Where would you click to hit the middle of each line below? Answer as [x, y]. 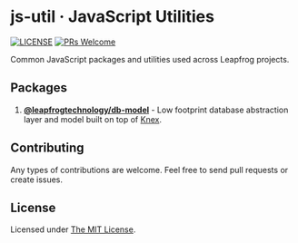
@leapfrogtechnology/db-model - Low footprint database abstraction [156, 110]
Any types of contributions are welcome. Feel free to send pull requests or [149, 170]
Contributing [47, 148]
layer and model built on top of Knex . [93, 119]
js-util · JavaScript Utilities [112, 17]
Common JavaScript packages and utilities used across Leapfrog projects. [150, 59]
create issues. [36, 180]
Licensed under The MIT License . [73, 229]
